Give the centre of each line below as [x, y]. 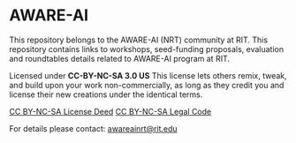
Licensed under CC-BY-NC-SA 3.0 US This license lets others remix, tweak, [148, 75]
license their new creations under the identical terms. [106, 94]
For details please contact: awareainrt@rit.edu [94, 128]
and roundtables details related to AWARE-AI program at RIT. [120, 58]
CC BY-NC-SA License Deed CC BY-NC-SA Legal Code [110, 111]
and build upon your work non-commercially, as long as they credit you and [147, 85]
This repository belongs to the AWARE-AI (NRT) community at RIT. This [138, 40]
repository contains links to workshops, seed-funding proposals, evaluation [147, 49]
